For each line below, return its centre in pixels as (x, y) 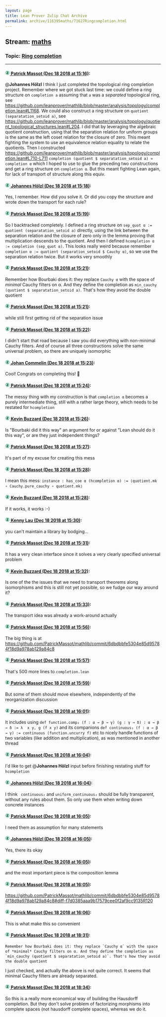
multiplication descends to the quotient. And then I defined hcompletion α (80, 240)
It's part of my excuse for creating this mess (50, 458)
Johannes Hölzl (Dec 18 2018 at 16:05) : (51, 839)
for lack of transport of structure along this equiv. (55, 174)
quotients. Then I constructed (35, 148)
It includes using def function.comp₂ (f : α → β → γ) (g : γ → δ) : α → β (82, 722)
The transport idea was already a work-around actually (61, 616)
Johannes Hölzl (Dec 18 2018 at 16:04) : (52, 783)
